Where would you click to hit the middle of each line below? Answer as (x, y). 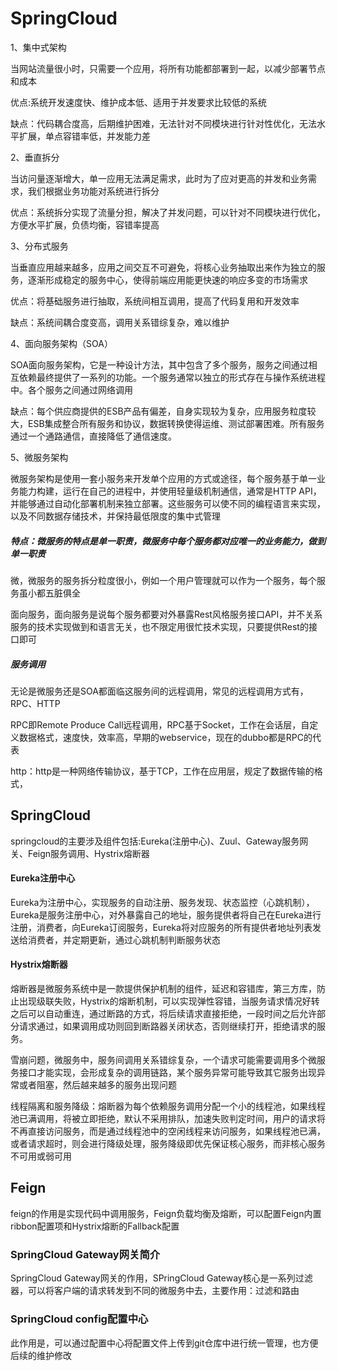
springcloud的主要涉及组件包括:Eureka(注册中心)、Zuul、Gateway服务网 (159, 841)
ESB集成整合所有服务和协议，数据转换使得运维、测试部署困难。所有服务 (176, 423)
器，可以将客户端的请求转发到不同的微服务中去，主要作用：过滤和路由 (155, 1291)
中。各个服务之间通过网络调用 (71, 389)
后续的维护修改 (41, 1355)
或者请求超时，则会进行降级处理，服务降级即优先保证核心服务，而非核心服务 (168, 1144)
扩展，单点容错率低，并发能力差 (84, 136)
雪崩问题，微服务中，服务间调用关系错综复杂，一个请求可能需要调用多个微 (163, 1060)
